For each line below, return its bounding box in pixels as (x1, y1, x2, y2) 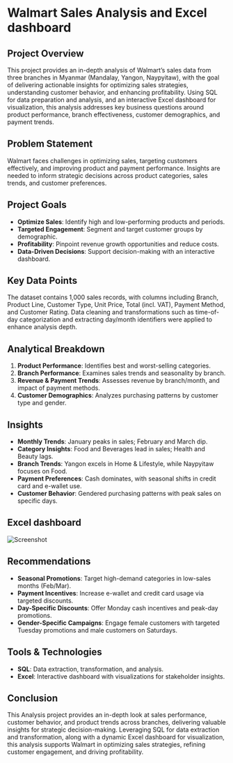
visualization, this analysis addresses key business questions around (7, 103, 204, 111)
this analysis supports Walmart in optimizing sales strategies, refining (7, 741, 206, 749)
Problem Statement (7, 138, 93, 150)
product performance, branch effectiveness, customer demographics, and (7, 110, 220, 119)
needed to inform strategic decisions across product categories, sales (7, 171, 209, 179)
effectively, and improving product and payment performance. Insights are (7, 164, 220, 172)
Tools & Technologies (7, 647, 102, 658)
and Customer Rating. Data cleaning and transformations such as (7, 308, 194, 317)
